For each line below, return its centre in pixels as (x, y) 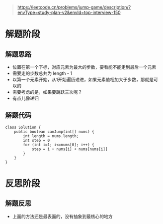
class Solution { (23, 127)
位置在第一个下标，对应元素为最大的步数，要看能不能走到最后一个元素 (84, 67)
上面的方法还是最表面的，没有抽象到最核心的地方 (62, 216)
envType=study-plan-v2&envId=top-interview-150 (69, 12)
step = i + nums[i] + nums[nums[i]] (70, 149)
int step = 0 (37, 140)
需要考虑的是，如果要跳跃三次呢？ (47, 92)
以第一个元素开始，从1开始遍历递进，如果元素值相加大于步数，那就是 (83, 80)
